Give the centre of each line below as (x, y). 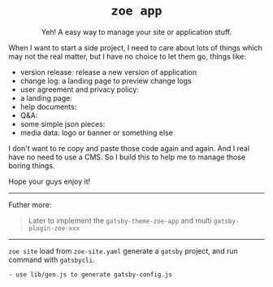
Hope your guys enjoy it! (50, 181)
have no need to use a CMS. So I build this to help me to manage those (127, 157)
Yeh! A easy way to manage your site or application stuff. (136, 32)
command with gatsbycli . (52, 259)
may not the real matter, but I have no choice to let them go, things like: (127, 56)
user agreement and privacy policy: (80, 89)
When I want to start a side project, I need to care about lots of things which (135, 47)
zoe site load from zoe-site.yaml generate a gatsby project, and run (123, 250)
